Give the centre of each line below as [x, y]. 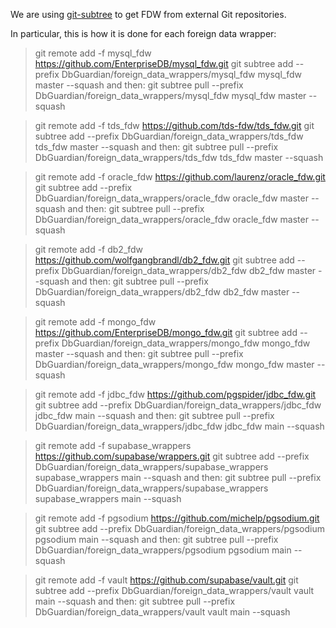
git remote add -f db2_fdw [89, 249]
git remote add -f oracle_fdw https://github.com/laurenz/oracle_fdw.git [180, 177]
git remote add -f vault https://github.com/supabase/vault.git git [166, 580]
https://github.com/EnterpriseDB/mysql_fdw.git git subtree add [164, 63]
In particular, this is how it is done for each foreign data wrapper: [143, 33]
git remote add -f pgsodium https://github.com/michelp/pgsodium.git [177, 518]
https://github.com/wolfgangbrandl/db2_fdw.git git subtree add [164, 260]
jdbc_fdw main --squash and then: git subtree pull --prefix [154, 415]
